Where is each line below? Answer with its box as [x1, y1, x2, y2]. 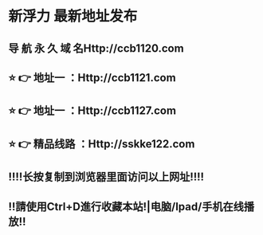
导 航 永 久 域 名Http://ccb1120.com [8, 41, 185, 55]
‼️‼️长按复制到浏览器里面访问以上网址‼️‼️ [8, 170, 205, 184]
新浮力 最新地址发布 [8, 7, 138, 25]
